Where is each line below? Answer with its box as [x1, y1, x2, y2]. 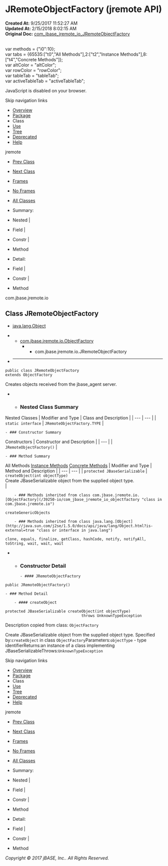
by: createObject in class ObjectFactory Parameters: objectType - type [5, 637, 146, 643]
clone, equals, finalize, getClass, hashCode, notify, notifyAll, [5, 536, 146, 542]
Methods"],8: [119, 51, 147, 57]
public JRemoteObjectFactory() [5, 583, 70, 588]
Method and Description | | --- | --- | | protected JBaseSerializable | [5, 468, 147, 474]
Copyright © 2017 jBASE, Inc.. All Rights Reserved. [5, 855, 109, 861]
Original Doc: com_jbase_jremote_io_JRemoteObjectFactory [5, 31, 130, 37]
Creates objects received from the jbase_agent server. [5, 381, 117, 387]
